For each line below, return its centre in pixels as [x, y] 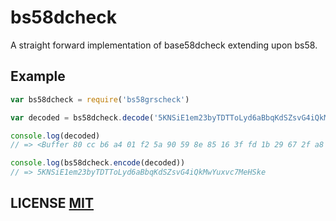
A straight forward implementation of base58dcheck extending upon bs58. [164, 45]
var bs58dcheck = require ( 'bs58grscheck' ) [100, 99]
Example [38, 76]
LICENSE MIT [52, 203]
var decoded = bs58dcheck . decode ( [82, 117]
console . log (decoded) [55, 136]
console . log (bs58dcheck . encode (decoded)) [98, 163]
